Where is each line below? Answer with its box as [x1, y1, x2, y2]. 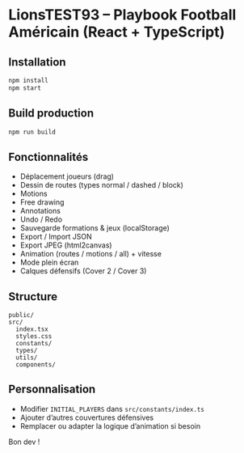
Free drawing [19, 197, 65, 207]
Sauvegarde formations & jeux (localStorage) [19, 223, 170, 233]
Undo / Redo [19, 214, 63, 224]
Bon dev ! [8, 437, 40, 447]
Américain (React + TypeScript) [8, 23, 225, 41]
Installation [8, 55, 66, 69]
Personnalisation [8, 383, 96, 396]
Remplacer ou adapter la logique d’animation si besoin [19, 421, 200, 430]
